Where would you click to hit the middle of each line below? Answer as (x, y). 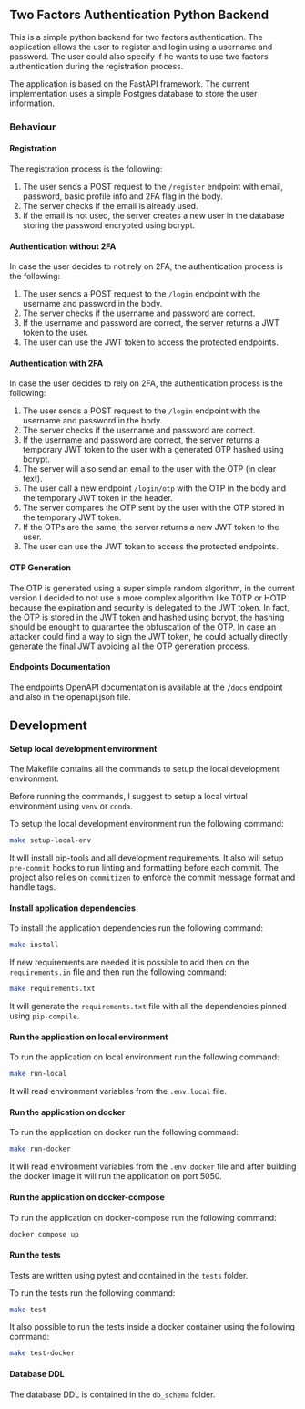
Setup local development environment (83, 748)
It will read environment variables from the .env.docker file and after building (153, 1166)
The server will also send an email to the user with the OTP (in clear (149, 469)
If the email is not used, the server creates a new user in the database (153, 215)
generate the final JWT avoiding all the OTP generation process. (130, 646)
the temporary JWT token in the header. (97, 498)
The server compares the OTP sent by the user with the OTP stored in (153, 508)
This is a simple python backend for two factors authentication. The (136, 37)
